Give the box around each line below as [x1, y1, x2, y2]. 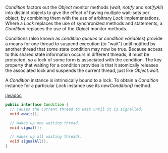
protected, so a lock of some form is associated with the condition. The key [5, 57, 162, 62]
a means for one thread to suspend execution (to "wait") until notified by [5, 41, 156, 47]
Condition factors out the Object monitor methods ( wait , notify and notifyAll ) [5, 5, 163, 10]
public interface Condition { [5, 102, 69, 107]
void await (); [10, 111, 39, 116]
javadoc [5, 93, 22, 98]
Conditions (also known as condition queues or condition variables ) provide [5, 35, 163, 41]
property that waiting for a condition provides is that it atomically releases [5, 62, 158, 68]
